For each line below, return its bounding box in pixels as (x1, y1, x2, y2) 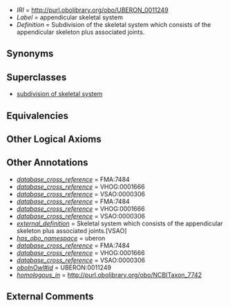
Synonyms (6, 48, 54, 59)
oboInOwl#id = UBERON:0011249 (16, 263, 112, 272)
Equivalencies (6, 110, 68, 122)
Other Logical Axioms (6, 133, 102, 145)
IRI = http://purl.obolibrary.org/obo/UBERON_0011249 (16, 6, 169, 14)
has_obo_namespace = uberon (16, 234, 106, 242)
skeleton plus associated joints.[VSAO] (16, 226, 127, 234)
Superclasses (6, 71, 67, 83)
